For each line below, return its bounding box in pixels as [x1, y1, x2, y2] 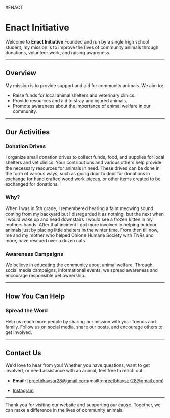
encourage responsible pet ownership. [5, 273, 86, 279]
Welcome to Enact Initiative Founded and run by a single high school [5, 38, 149, 45]
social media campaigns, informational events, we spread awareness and [5, 267, 158, 273]
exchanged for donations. [5, 181, 59, 187]
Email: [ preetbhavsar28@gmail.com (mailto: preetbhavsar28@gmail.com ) [12, 377, 164, 384]
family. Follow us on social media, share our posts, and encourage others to [5, 324, 163, 330]
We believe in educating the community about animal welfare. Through [5, 262, 153, 268]
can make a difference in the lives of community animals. [5, 407, 124, 413]
